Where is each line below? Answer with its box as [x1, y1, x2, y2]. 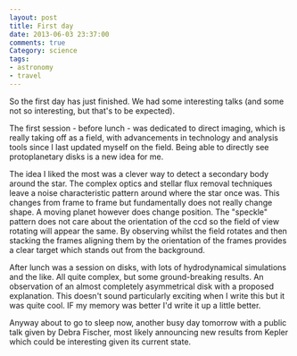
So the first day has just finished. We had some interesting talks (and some [9, 96, 285, 106]
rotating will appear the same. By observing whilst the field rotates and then [9, 225, 288, 236]
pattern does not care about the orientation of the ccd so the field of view [9, 216, 279, 226]
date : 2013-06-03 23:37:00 [9, 30, 110, 38]
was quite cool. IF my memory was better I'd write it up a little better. [9, 300, 261, 310]
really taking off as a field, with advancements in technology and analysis [9, 131, 279, 143]
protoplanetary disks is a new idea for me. [9, 151, 164, 162]
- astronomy [9, 64, 54, 72]
